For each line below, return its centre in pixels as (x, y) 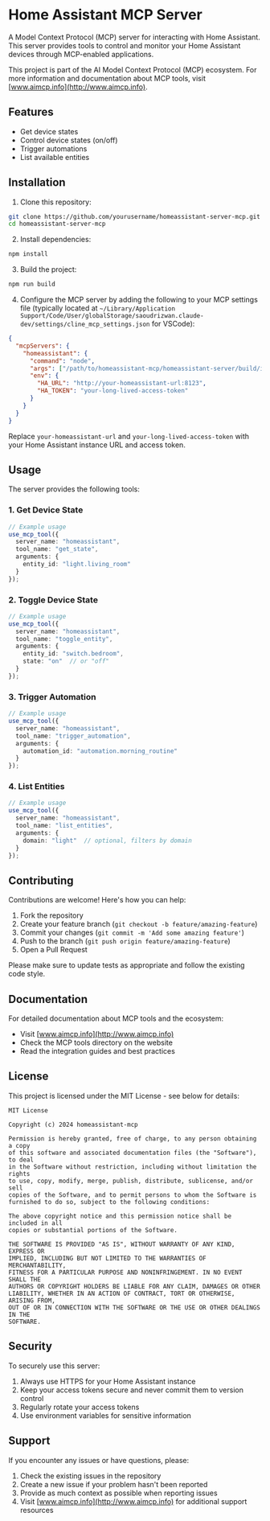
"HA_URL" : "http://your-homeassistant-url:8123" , (122, 384)
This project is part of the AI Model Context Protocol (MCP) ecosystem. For (133, 69)
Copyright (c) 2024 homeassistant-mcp (73, 1124)
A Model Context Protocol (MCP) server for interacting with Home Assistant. (135, 37)
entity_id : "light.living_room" (77, 565)
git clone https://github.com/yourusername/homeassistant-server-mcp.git (135, 216)
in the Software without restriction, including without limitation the (133, 1167)
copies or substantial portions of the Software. (93, 1230)
